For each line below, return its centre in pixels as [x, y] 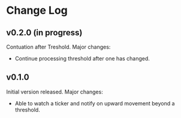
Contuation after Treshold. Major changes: [58, 47]
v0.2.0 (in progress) [44, 33]
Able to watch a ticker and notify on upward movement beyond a [95, 103]
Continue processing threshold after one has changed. [82, 58]
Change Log [37, 10]
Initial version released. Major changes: [55, 92]
